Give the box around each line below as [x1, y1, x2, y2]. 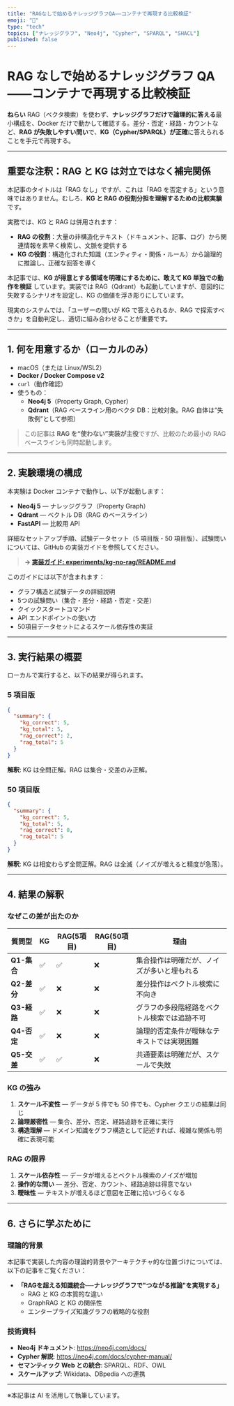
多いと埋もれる [150, 965, 200, 975]
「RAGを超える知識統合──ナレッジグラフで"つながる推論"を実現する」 [17, 1281, 223, 1289]
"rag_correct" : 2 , [19, 733, 73, 740]
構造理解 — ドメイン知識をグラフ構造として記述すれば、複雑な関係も [17, 1126, 217, 1134]
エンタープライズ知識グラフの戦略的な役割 [27, 1307, 150, 1315]
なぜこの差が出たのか [7, 911, 79, 921]
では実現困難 [156, 1037, 199, 1046]
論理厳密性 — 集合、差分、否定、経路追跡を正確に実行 [17, 1117, 174, 1125]
